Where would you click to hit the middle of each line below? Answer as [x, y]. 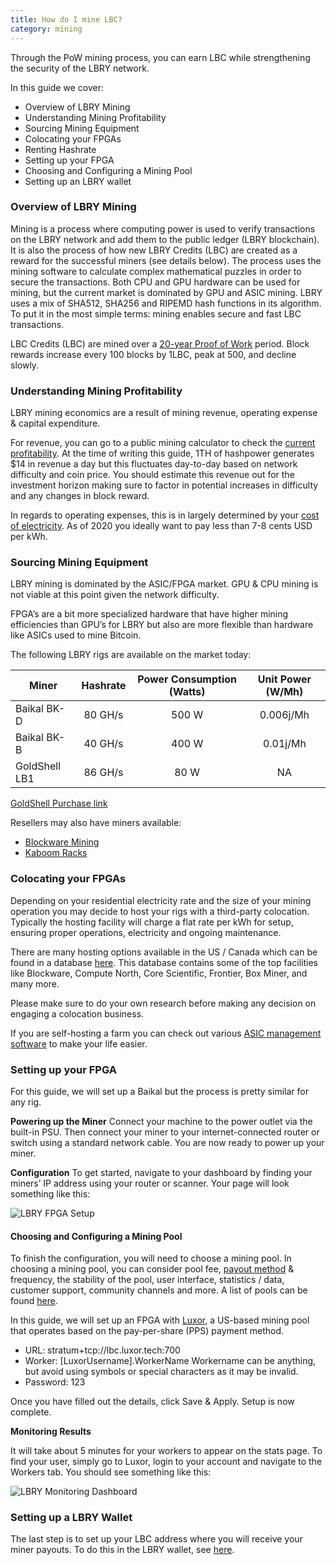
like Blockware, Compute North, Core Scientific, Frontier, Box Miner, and [159, 973]
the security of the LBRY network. [80, 68]
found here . [34, 1301]
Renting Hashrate [60, 149]
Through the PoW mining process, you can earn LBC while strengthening [160, 57]
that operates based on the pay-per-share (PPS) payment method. [147, 1331]
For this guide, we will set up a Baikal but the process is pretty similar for [159, 1091]
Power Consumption [187, 679]
